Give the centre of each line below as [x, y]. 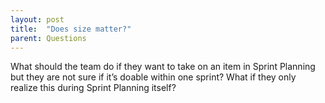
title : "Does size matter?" [71, 29]
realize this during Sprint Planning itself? [93, 88]
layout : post [37, 19]
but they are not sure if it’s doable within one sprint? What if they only [153, 77]
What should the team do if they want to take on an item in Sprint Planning [163, 67]
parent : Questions [48, 38]
